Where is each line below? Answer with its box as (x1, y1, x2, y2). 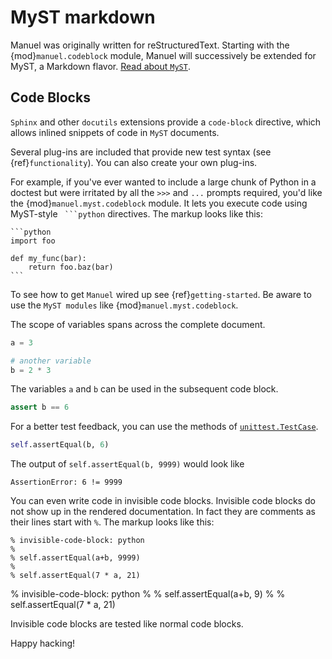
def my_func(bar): (10, 253, 87, 263)
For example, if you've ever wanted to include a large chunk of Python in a (10, 176, 317, 188)
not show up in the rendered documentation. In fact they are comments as (10, 506, 316, 518)
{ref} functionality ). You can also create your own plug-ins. (10, 156, 258, 168)
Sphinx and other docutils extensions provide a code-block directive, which (10, 116, 322, 128)
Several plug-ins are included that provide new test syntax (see (10, 146, 272, 158)
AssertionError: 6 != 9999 (10, 477, 123, 488)
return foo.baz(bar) (28, 262, 114, 272)
